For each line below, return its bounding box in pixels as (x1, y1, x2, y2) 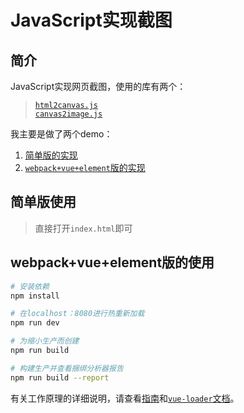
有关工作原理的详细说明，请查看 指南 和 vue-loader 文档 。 (10, 392, 240, 404)
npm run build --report (10, 372, 110, 383)
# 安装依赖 (10, 281, 50, 291)
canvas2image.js (34, 109, 103, 119)
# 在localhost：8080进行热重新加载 (10, 309, 145, 319)
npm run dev (10, 318, 60, 328)
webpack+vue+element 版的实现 (24, 162, 146, 173)
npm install (10, 291, 60, 301)
